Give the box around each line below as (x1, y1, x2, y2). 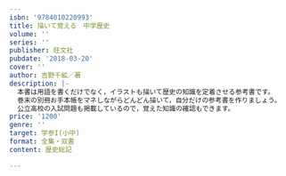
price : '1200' (9, 112, 62, 121)
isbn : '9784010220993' (9, 12, 94, 22)
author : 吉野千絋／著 (9, 71, 82, 80)
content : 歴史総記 (9, 145, 73, 154)
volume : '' (9, 29, 50, 38)
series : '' (9, 37, 50, 47)
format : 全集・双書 (9, 137, 75, 146)
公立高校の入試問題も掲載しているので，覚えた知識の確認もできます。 (17, 104, 235, 113)
